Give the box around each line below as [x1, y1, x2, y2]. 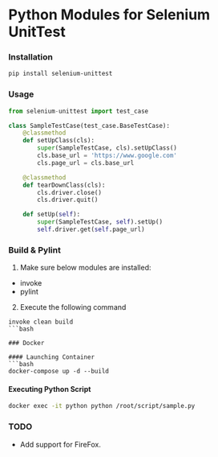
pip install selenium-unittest [8, 70, 113, 78]
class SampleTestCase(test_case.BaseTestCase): [8, 121, 171, 130]
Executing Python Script [8, 384, 91, 393]
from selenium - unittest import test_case [8, 107, 149, 115]
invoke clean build [8, 318, 74, 327]
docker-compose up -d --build [8, 368, 110, 376]
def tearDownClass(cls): [22, 181, 106, 189]
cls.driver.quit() [37, 196, 99, 204]
